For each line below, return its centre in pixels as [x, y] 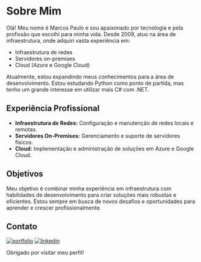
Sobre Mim [34, 11]
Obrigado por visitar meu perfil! [45, 253]
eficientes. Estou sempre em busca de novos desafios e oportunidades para [101, 201]
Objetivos [25, 174]
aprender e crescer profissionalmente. [54, 207]
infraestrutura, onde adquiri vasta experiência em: [68, 40]
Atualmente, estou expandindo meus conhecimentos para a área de [90, 76]
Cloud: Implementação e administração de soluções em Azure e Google [104, 148]
